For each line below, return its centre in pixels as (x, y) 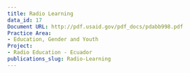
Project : (20, 46)
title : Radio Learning (40, 14)
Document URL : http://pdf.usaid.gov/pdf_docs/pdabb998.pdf (95, 26)
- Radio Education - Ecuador (50, 53)
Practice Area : (29, 33)
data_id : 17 (25, 20)
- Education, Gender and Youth (53, 40)
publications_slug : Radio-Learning (59, 59)
